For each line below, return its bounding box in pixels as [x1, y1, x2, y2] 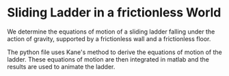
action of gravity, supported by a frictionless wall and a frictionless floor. [7, 34, 211, 42]
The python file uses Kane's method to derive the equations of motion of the [7, 48, 222, 56]
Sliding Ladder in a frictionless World [7, 5, 221, 21]
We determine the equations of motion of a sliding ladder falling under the [7, 27, 215, 36]
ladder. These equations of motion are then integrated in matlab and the [7, 55, 210, 63]
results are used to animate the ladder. [7, 62, 116, 71]
